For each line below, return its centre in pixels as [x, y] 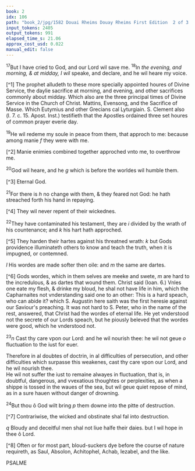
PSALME [17, 463]
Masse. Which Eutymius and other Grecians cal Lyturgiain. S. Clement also [95, 109]
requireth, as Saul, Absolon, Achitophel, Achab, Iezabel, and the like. [88, 452]
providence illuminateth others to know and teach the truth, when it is [89, 247]
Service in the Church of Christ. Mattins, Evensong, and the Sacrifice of [92, 103]
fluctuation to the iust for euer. [42, 344]
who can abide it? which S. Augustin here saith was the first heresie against [97, 301]
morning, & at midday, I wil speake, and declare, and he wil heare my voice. [97, 73]
